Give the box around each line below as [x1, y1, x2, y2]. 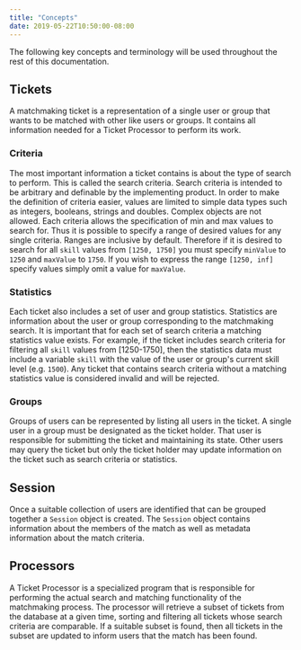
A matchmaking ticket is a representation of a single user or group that [9, 105, 271, 117]
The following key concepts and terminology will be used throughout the [9, 46, 278, 57]
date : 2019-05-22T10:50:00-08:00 [9, 22, 135, 31]
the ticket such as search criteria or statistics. [9, 454, 178, 465]
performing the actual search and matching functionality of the [9, 592, 242, 602]
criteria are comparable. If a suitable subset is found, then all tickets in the [9, 620, 283, 631]
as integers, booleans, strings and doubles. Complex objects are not [9, 206, 262, 217]
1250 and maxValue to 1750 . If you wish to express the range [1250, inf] [9, 254, 274, 264]
